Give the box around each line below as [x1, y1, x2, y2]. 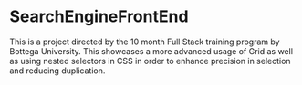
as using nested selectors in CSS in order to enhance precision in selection [9, 55, 291, 66]
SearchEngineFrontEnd [9, 6, 189, 27]
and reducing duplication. [9, 65, 106, 76]
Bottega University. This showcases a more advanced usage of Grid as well [9, 45, 294, 56]
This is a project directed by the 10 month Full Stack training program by [9, 36, 280, 47]
